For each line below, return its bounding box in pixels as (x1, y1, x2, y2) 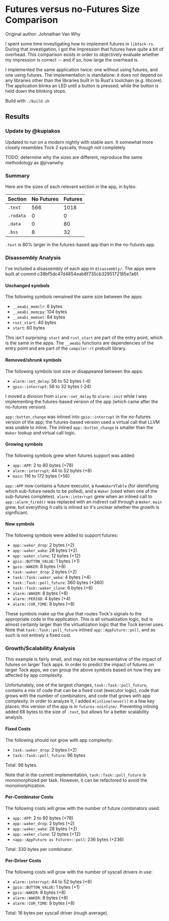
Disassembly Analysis (5, 254, 61, 261)
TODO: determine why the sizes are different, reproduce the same (5, 154, 143, 160)
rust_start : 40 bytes (12, 319, 57, 326)
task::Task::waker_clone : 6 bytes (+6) (12, 585, 93, 591)
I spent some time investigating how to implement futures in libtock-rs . (5, 40, 155, 46)
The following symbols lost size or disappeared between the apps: (5, 368, 143, 374)
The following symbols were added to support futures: (5, 532, 119, 538)
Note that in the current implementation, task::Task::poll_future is (5, 772, 146, 778)
